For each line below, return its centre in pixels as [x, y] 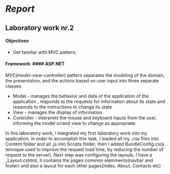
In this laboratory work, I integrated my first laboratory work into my [76, 133]
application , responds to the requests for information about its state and [89, 101]
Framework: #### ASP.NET [35, 64]
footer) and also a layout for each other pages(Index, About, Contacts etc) [83, 166]
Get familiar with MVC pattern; [44, 52]
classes [13, 86]
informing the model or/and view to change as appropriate [74, 123]
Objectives [17, 41]
